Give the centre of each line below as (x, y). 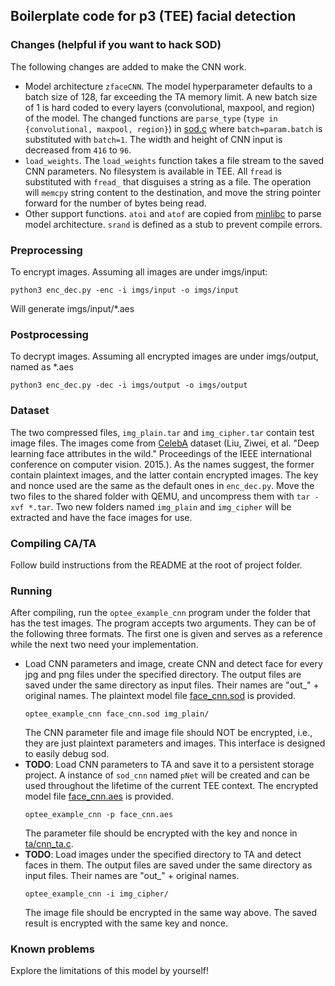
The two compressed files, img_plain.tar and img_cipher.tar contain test (162, 432)
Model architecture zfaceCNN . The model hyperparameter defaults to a (168, 86)
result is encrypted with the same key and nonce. (126, 923)
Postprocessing (49, 334)
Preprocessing (46, 250)
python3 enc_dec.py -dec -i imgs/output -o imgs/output (129, 385)
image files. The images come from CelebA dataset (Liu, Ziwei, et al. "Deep (165, 443)
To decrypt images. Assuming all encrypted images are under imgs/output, (164, 356)
